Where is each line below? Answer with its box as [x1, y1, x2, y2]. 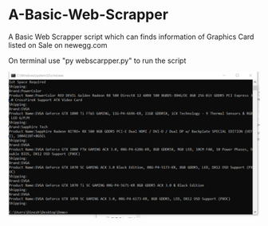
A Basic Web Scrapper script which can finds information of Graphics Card [8, 32, 254, 41]
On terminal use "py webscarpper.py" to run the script [8, 56, 187, 65]
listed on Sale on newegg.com [8, 40, 108, 49]
